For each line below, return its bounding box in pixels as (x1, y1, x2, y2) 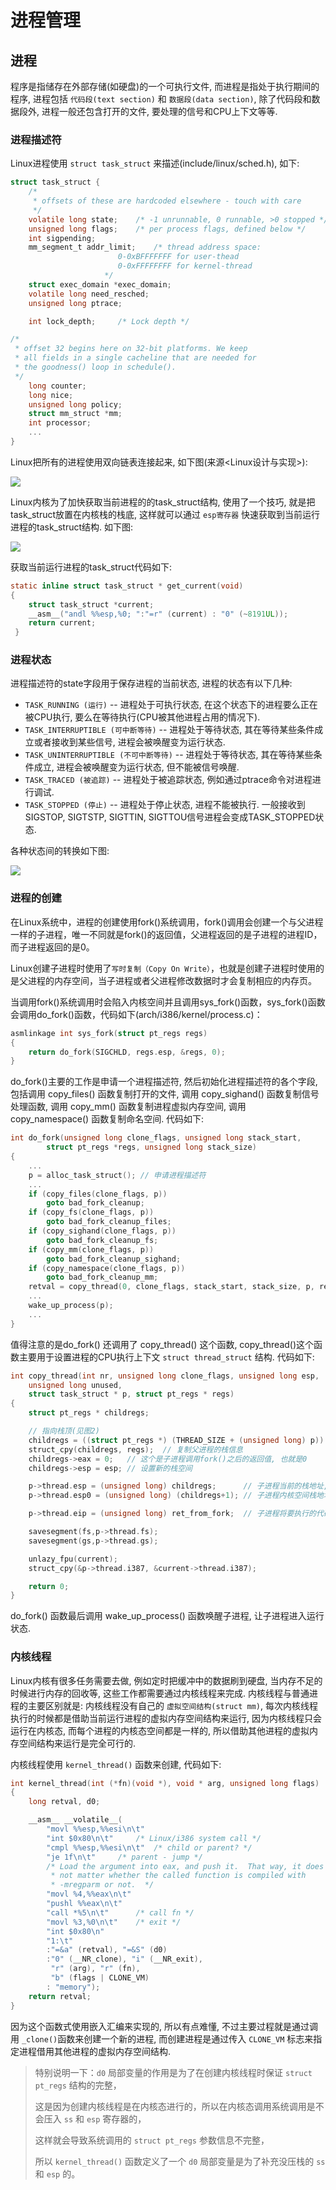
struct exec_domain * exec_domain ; (28, 279, 172, 290)
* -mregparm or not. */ (50, 1880, 155, 1890)
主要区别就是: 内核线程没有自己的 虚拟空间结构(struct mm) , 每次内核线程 (27, 1699, 318, 1711)
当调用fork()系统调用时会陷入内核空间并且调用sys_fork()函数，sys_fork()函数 (10, 996, 326, 1008)
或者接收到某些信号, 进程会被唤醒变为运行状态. (33, 736, 226, 748)
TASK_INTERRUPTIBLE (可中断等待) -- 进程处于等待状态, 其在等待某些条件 (24, 724, 315, 736)
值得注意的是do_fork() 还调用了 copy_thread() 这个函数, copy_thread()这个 (10, 1338, 315, 1350)
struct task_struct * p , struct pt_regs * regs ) (28, 1389, 235, 1400)
